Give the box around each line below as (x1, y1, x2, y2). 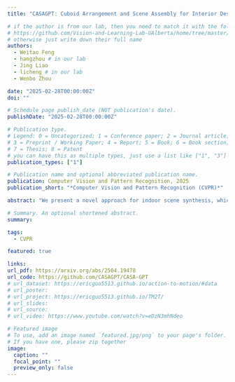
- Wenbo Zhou (13, 75, 52, 82)
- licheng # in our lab (13, 68, 83, 76)
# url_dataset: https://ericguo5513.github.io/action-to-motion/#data (7, 280, 218, 287)
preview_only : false (13, 364, 73, 371)
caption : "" (13, 351, 49, 358)
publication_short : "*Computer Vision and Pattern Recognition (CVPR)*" (7, 184, 224, 191)
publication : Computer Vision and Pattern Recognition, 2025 (7, 178, 190, 185)
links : (7, 261, 27, 268)
